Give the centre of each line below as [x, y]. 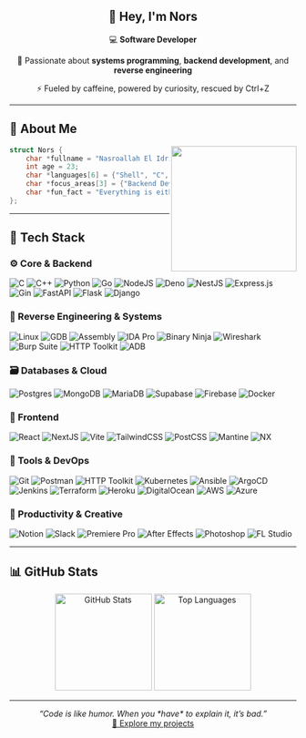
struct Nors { [36, 150]
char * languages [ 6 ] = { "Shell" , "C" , [97, 175]
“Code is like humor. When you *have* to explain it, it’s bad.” [153, 713]
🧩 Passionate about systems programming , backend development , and [153, 60]
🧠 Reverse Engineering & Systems [86, 317]
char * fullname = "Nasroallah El [89, 159]
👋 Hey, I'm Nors [153, 17]
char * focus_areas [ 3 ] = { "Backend [91, 184]
